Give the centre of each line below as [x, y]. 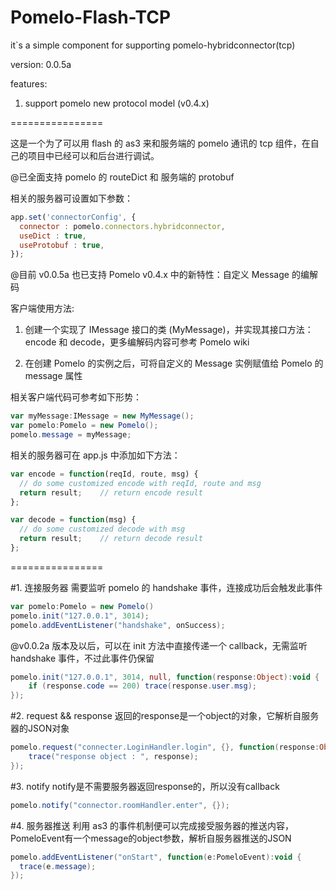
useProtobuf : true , [62, 245]
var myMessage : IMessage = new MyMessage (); [102, 416]
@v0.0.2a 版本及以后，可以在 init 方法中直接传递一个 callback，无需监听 [159, 645]
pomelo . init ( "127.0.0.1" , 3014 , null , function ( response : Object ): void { [165, 677]
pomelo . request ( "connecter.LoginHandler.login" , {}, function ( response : [165, 747]
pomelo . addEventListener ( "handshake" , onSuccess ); [118, 625]
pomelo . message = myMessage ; [71, 435]
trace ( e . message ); [58, 866]
